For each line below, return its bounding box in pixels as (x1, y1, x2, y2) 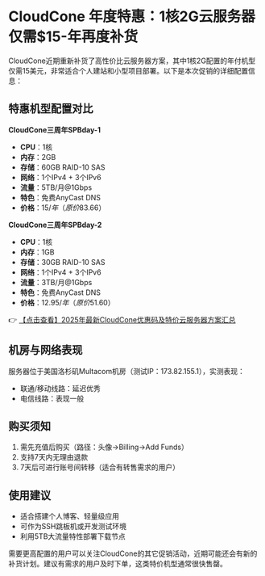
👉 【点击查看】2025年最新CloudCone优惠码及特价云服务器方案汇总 (8, 314, 236, 324)
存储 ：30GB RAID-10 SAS (19, 257, 106, 267)
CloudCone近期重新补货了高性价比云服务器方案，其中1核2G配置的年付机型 (8, 56, 256, 65)
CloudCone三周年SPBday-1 (8, 124, 101, 134)
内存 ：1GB (19, 247, 55, 257)
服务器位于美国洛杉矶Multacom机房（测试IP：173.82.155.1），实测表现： (8, 366, 246, 376)
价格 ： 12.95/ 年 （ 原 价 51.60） (19, 297, 115, 307)
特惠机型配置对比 (8, 102, 93, 116)
